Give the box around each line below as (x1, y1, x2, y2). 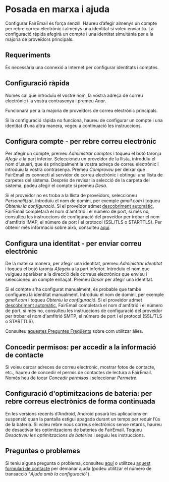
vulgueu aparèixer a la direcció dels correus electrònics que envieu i (5, 271, 147, 277)
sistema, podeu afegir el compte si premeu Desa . (5, 183, 107, 189)
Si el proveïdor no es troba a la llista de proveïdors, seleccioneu (5, 193, 137, 199)
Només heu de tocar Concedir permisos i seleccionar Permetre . (5, 375, 138, 381)
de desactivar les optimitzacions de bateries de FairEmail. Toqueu (5, 427, 142, 433)
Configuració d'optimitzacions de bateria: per (5, 389, 152, 398)
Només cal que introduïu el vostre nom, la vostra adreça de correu (5, 92, 143, 98)
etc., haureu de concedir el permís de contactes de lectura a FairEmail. (5, 370, 152, 375)
